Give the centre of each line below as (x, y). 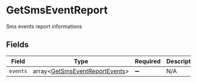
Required (148, 61)
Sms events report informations (44, 26)
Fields (18, 45)
